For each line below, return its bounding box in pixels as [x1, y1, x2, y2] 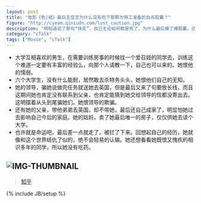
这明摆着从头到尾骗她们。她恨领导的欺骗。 [14, 99, 120, 105]
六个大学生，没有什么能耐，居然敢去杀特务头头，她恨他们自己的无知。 [14, 76, 188, 83]
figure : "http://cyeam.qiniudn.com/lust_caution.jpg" [6, 20, 144, 26]
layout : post [6, 8, 39, 15]
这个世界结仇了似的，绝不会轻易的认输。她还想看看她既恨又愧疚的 [25, 136, 188, 143]
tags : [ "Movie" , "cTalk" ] [6, 37, 71, 43]
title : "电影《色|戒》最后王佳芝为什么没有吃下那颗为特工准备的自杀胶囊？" [6, 14, 172, 20]
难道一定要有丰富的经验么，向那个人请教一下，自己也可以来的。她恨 [20, 61, 188, 68]
